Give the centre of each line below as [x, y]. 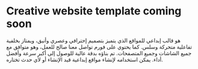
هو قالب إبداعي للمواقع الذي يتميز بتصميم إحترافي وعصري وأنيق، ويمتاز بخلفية [93, 40]
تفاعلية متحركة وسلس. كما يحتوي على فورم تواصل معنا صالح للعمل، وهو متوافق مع [99, 47]
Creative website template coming [94, 11]
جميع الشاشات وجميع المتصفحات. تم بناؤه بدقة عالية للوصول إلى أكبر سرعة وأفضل [99, 53]
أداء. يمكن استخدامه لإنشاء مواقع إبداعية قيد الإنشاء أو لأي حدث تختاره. [85, 59]
